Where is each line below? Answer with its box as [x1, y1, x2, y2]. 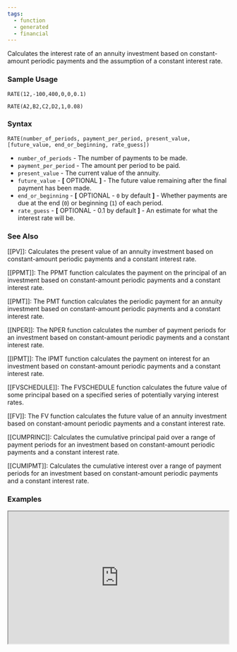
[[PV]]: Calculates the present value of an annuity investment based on [7, 248, 214, 256]
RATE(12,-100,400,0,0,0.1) [7, 90, 87, 97]
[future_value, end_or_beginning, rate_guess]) [7, 141, 150, 148]
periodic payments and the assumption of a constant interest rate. [30, 57, 223, 66]
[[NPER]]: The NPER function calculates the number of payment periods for [7, 326, 226, 334]
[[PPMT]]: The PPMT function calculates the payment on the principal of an [7, 269, 227, 277]
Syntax [7, 119, 32, 129]
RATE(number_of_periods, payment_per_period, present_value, [7, 135, 191, 142]
